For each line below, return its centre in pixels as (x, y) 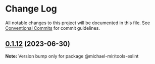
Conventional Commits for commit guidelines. (53, 28)
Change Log (31, 9)
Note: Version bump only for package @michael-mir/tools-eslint (72, 56)
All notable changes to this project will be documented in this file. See (78, 23)
